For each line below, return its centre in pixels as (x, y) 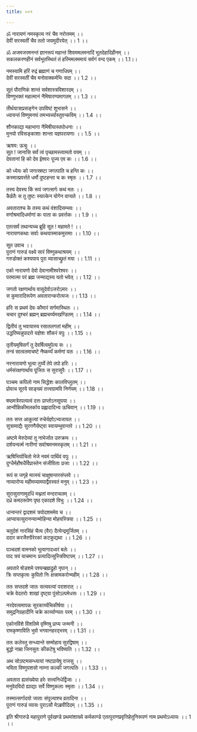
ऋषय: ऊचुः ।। (21, 145)
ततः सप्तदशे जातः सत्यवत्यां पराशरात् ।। (44, 586)
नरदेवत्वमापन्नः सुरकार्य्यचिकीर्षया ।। (40, 605)
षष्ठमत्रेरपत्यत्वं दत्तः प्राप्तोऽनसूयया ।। (41, 401)
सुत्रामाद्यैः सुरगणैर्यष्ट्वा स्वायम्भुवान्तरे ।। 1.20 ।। (54, 426)
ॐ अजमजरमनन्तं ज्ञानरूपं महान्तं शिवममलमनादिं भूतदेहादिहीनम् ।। (68, 52)
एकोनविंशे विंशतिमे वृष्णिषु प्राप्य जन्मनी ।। (45, 624)
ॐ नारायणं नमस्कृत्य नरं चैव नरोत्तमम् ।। (45, 34)
